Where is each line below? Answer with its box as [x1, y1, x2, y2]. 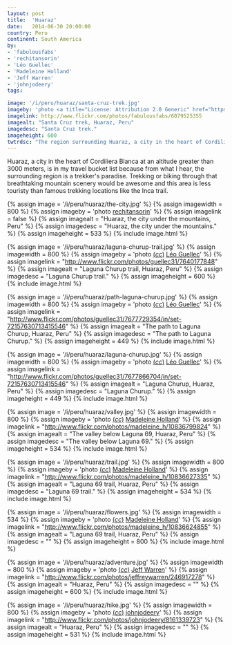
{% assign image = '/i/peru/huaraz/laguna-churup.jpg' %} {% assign [7, 350, 202, 359]
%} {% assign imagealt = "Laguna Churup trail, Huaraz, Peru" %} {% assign [7, 265, 223, 273]
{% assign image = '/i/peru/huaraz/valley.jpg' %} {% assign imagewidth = [7, 408, 217, 416]
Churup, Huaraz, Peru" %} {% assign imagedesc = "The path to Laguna [7, 330, 211, 338]
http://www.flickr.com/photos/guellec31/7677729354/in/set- [10, 315, 182, 324]
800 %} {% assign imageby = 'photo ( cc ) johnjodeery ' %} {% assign [7, 608, 202, 617]
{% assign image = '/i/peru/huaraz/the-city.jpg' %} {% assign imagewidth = [7, 200, 223, 208]
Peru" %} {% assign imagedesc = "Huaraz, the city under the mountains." [7, 222, 217, 230]
